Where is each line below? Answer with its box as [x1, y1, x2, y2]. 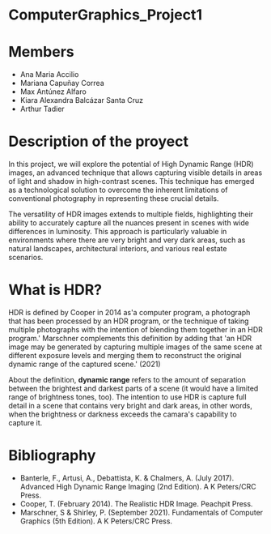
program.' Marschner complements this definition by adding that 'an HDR [8, 334, 252, 343]
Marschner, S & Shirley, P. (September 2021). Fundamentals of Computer [19, 507, 264, 517]
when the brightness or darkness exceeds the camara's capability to [8, 409, 237, 419]
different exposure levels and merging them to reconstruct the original [8, 351, 242, 360]
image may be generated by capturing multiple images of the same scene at [8, 342, 263, 352]
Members [8, 43, 74, 62]
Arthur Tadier [19, 104, 65, 114]
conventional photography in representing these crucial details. [8, 194, 219, 203]
